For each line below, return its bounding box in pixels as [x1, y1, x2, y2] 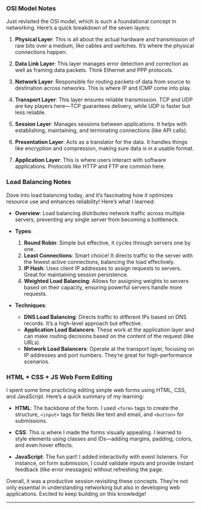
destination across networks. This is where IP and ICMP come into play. [14, 85, 191, 92]
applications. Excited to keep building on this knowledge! [6, 490, 147, 497]
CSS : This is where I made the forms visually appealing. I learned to [14, 429, 182, 436]
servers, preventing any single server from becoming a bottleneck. [14, 216, 179, 223]
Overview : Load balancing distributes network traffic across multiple [14, 209, 185, 216]
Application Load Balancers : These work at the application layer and [23, 326, 194, 333]
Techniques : [14, 302, 47, 309]
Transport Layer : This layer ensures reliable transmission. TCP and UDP [14, 96, 193, 103]
